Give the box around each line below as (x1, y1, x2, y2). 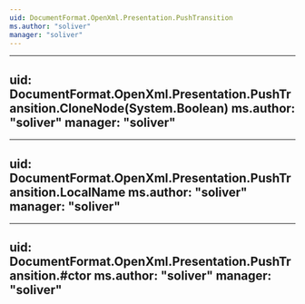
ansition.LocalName (9, 184, 126, 200)
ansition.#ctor (9, 269, 92, 284)
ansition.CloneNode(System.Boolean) (9, 101, 229, 116)
